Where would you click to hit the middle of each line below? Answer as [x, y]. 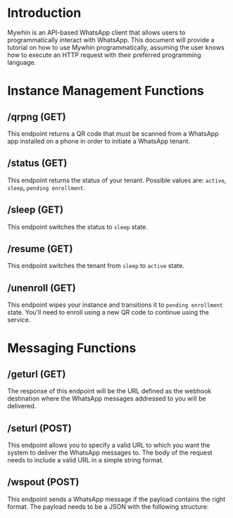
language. [22, 62]
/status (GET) [37, 163]
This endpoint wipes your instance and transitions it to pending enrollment [115, 305]
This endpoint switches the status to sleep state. [77, 227]
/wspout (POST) [43, 482]
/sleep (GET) [36, 210]
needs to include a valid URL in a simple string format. [86, 460]
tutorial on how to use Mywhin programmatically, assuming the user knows [116, 47]
